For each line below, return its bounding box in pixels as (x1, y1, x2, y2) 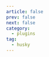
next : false (6, 20, 35, 26)
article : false (6, 8, 44, 15)
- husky (11, 42, 31, 48)
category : (6, 25, 31, 31)
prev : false (6, 14, 35, 20)
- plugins (11, 31, 35, 37)
